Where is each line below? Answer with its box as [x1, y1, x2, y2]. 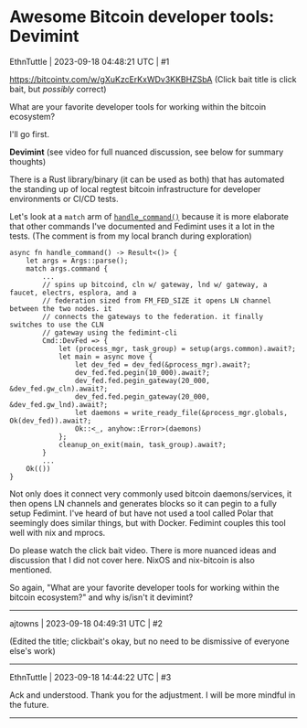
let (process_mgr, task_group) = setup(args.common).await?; [58, 344, 297, 353]
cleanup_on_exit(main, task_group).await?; [58, 440, 227, 449]
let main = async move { [58, 352, 153, 361]
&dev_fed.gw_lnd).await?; [9, 400, 108, 409]
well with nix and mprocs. [9, 527, 106, 538]
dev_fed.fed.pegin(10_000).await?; [74, 368, 210, 377]
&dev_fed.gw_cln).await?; [9, 384, 108, 393]
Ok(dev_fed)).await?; [9, 416, 92, 425]
